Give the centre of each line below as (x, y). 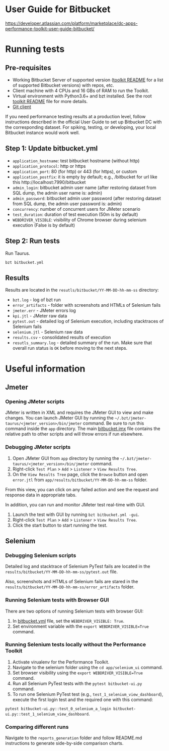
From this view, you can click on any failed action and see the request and (82, 489)
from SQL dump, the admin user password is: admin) (67, 204)
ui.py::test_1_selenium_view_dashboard (47, 714)
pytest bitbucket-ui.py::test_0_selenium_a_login (58, 709)
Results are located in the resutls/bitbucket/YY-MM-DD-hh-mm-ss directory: (82, 290)
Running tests (35, 49)
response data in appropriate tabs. (41, 495)
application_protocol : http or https (49, 166)
